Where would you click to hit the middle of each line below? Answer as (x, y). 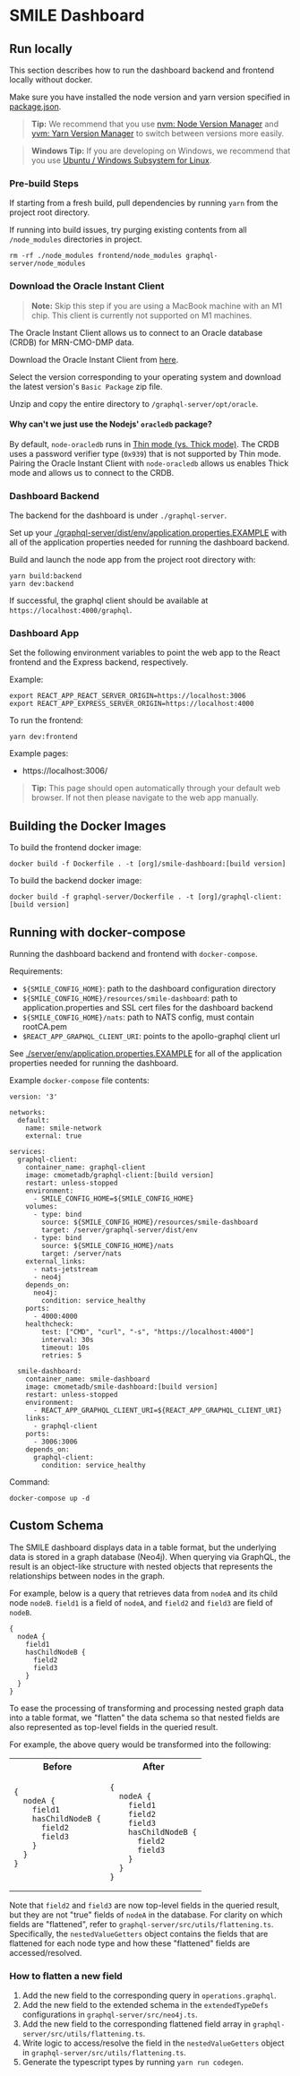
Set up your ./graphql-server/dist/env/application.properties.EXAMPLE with (148, 533)
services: (28, 1152)
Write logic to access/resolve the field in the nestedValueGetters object (153, 2043)
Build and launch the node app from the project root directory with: (133, 560)
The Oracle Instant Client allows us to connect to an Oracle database (136, 332)
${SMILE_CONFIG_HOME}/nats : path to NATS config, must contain (138, 1017)
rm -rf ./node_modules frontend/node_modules (95, 256)
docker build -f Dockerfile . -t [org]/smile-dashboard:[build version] (148, 864)
